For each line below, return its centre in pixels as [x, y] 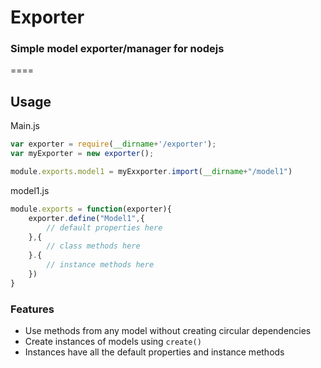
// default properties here [104, 227]
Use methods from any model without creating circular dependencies [168, 331]
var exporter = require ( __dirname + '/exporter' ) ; [113, 144]
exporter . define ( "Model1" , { [86, 218]
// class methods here [93, 246]
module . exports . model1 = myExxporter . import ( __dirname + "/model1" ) [151, 172]
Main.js [25, 126]
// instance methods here [100, 265]
